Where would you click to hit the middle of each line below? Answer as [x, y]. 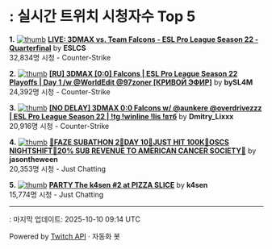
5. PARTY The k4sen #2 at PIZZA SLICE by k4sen [109, 185]
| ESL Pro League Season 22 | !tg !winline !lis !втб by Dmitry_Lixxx [121, 116]
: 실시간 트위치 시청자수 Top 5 [103, 17]
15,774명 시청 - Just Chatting [56, 194]
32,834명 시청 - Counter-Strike [60, 57]
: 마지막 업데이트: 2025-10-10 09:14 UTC [75, 219]
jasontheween [34, 159]
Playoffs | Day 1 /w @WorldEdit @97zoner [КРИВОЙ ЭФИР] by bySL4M [131, 82]
